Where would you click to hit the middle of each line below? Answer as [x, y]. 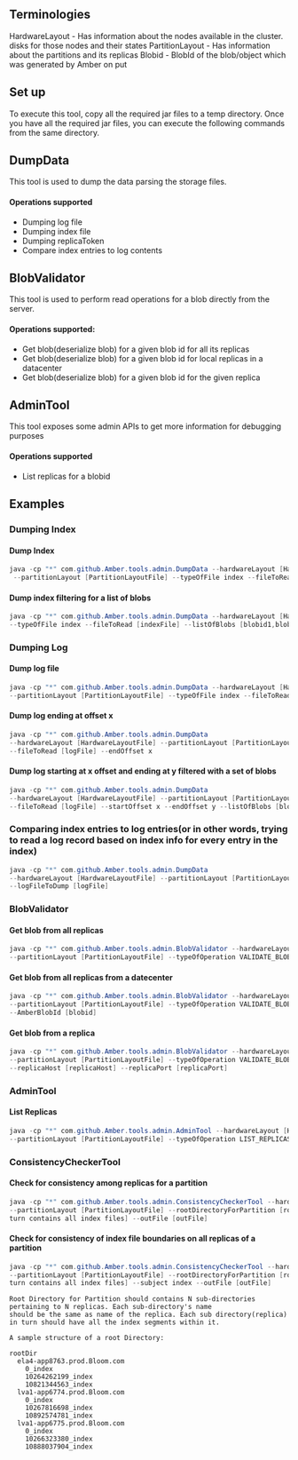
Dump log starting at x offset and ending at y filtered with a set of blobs [143, 771]
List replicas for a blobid [66, 476]
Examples [37, 504]
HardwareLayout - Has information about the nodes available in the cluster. [146, 36]
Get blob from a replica [52, 1033]
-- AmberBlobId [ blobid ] [53, 1013]
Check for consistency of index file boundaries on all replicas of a [132, 1239]
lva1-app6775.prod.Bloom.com [71, 1424]
